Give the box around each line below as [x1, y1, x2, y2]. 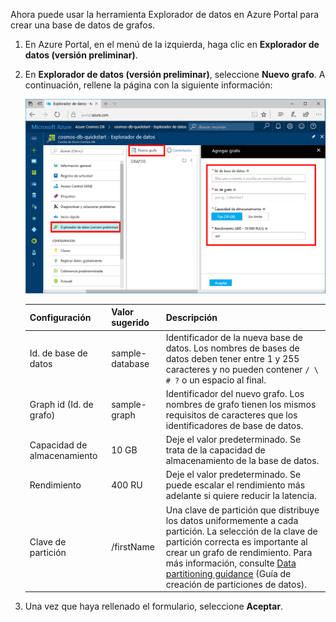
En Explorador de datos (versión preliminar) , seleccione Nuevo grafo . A [24, 69, 326, 80]
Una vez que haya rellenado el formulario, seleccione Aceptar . [24, 600, 284, 613]
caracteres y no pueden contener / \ [165, 363, 319, 375]
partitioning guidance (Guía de [165, 567, 292, 579]
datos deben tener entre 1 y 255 [165, 352, 300, 364]
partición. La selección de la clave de [165, 525, 318, 537]
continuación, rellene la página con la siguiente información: [24, 79, 273, 91]
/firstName [111, 541, 155, 553]
